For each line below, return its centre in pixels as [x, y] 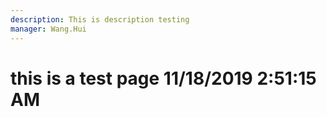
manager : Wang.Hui [48, 29]
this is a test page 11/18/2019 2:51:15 [163, 78]
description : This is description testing [100, 19]
